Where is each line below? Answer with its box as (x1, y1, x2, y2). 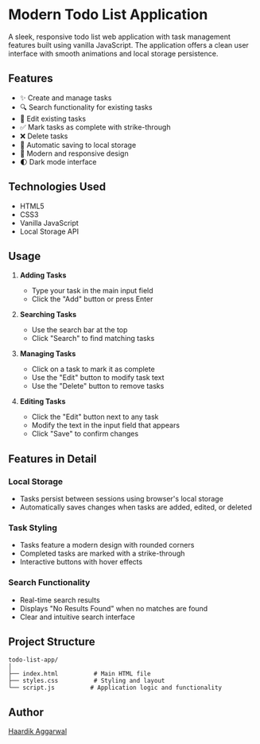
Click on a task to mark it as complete (31, 364, 155, 374)
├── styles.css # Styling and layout (8, 677, 165, 685)
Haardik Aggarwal (8, 727, 68, 736)
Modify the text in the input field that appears (31, 420, 180, 430)
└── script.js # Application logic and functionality (8, 684, 223, 692)
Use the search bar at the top (31, 325, 128, 335)
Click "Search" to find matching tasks (31, 334, 155, 343)
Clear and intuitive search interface (19, 612, 135, 622)
